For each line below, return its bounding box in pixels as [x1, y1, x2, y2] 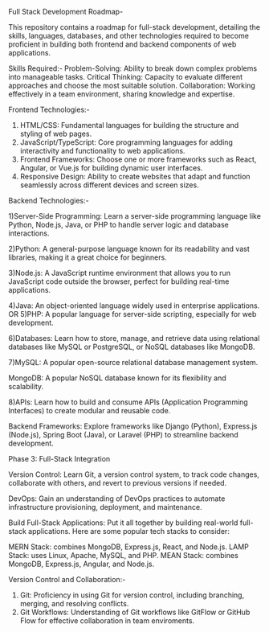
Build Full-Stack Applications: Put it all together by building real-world [8, 518, 238, 527]
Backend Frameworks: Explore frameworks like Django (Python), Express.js [8, 421, 258, 431]
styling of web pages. [19, 129, 92, 138]
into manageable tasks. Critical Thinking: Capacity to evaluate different [8, 72, 243, 81]
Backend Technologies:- [8, 196, 90, 205]
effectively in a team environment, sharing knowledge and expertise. [8, 89, 235, 99]
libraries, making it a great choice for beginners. [8, 252, 167, 262]
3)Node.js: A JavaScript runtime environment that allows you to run [8, 269, 231, 277]
